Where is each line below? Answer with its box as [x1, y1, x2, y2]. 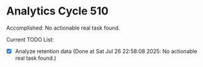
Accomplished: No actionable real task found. [6, 24, 120, 31]
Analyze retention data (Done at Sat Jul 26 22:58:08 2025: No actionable [15, 47, 198, 55]
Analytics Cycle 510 [6, 4, 109, 18]
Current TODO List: [6, 36, 55, 43]
